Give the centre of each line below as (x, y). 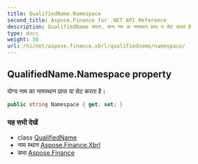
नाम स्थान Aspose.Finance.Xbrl (59, 144)
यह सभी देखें (23, 122)
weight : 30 (23, 40)
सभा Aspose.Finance (46, 152)
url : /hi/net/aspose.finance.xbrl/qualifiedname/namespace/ (97, 46)
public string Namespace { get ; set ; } (65, 104)
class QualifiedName (47, 137)
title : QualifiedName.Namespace (54, 14)
